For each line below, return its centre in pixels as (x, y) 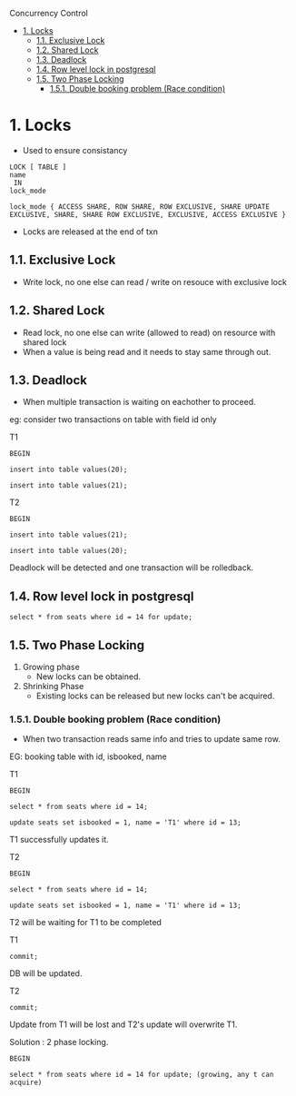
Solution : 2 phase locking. (59, 1042)
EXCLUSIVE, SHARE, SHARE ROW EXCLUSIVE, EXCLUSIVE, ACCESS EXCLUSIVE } (148, 214)
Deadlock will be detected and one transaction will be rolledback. (132, 568)
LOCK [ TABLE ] (38, 167)
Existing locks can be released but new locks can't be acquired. (155, 696)
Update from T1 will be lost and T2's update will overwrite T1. (123, 1024)
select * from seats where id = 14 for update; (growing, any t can (142, 1075)
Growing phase (51, 667)
